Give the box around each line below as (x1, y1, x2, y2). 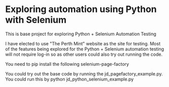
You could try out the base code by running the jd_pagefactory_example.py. (5, 70, 163, 76)
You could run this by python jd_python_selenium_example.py (5, 76, 134, 82)
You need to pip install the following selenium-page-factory (5, 61, 129, 67)
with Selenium (5, 14, 67, 26)
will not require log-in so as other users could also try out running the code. (5, 51, 163, 57)
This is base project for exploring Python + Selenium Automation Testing (5, 31, 157, 37)
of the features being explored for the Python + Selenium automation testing (5, 46, 164, 52)
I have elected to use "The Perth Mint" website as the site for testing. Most (5, 40, 161, 46)
